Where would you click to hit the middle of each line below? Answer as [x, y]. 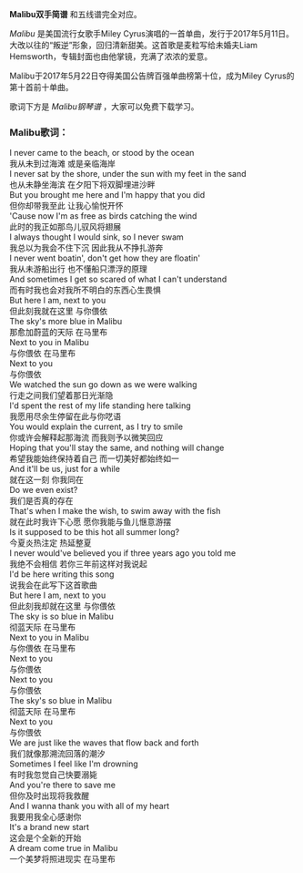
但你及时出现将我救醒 [49, 796]
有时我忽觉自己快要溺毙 [53, 775]
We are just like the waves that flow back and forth [104, 743]
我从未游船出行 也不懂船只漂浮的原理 [78, 269]
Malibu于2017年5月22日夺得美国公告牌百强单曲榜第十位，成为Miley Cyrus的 [152, 76]
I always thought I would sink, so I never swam [96, 237]
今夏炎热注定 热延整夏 [50, 543]
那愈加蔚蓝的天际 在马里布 [58, 333]
